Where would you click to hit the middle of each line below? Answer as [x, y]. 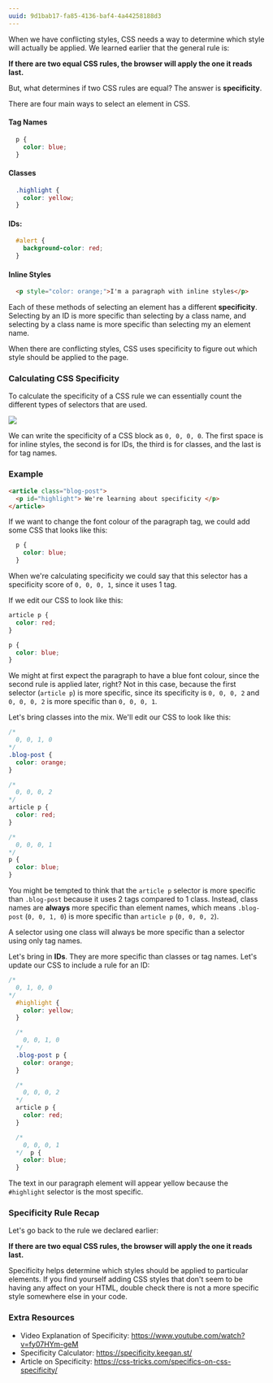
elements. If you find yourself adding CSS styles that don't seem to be [126, 1279]
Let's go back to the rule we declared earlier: [83, 1231]
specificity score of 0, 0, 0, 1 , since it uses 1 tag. [93, 585]
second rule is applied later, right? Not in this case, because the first [122, 685]
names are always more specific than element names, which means [122, 908]
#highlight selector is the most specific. [76, 1192]
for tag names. [33, 453]
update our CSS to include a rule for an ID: [79, 965]
